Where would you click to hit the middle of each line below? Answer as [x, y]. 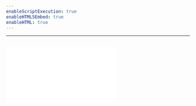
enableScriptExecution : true [41, 11]
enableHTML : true [27, 22]
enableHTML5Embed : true [35, 17]
